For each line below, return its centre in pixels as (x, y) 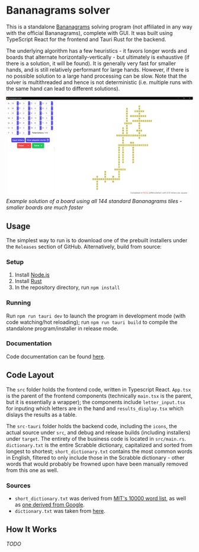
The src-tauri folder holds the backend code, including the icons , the (92, 426)
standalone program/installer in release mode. (62, 328)
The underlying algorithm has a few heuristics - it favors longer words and (97, 50)
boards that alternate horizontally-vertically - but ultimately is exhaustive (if (98, 57)
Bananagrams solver (58, 10)
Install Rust (28, 281)
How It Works (32, 530)
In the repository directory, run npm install (67, 287)
